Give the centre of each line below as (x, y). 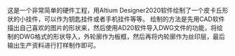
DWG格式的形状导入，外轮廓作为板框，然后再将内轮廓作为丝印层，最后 (122, 36)
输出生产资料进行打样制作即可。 (53, 45)
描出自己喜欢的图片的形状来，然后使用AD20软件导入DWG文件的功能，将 (112, 28)
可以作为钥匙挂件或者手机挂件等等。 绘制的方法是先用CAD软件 (134, 19)
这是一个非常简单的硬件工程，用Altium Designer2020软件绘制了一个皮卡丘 (115, 10)
